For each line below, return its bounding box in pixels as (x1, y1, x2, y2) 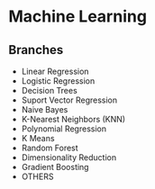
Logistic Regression (21, 76, 96, 86)
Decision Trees (21, 85, 77, 95)
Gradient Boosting (21, 162, 89, 172)
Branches (8, 42, 64, 58)
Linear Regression (21, 66, 89, 76)
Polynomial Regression (21, 123, 107, 134)
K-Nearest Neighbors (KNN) (21, 114, 126, 124)
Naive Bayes (21, 104, 68, 114)
